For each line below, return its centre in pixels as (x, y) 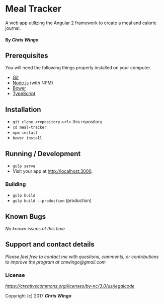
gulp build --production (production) (52, 200)
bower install (27, 138)
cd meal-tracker (29, 128)
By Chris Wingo (22, 40)
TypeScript (24, 93)
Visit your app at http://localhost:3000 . (53, 171)
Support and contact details (50, 245)
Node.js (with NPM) (33, 83)
